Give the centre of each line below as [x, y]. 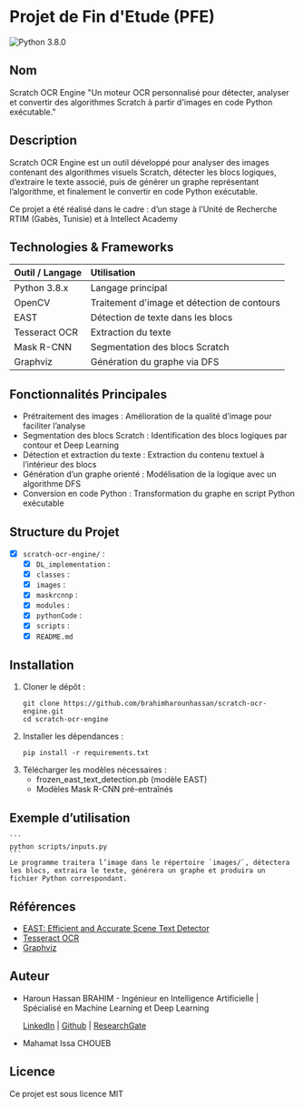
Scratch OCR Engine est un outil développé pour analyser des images [139, 162]
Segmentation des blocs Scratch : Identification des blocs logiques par [155, 436]
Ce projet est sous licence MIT [67, 1093]
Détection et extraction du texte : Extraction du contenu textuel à [143, 455]
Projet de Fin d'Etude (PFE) [112, 17]
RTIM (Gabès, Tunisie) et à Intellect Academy [94, 218]
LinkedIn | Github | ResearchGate [84, 1025]
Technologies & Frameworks [92, 247]
